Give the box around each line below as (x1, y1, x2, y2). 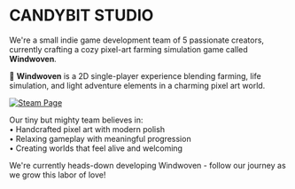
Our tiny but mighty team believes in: (9, 114, 144, 125)
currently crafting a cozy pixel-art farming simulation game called (9, 43, 248, 54)
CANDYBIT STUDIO (9, 5, 154, 26)
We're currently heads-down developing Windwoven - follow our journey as (9, 160, 286, 170)
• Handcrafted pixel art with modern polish (9, 123, 166, 134)
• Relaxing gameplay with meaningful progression (9, 133, 192, 144)
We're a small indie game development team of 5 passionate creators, (9, 35, 264, 45)
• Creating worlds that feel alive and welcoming (9, 143, 183, 154)
